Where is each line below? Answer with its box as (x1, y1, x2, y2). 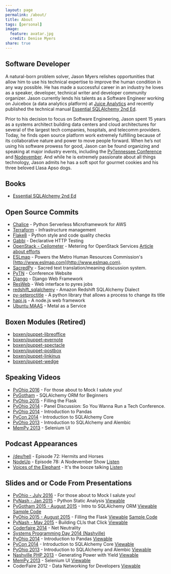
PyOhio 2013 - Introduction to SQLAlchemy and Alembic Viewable (12, 546, 152, 553)
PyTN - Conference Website (12, 270, 72, 277)
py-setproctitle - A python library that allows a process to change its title (12, 292, 165, 298)
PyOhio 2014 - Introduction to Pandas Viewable (12, 536, 113, 542)
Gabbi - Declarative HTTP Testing (12, 238, 84, 244)
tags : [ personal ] (5, 21, 42, 27)
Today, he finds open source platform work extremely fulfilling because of (5, 132, 161, 138)
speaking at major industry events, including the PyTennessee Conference (5, 148, 162, 154)
